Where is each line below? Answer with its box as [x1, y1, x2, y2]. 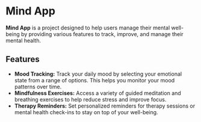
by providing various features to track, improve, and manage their [20, 30, 184, 37]
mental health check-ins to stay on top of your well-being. [14, 108, 158, 115]
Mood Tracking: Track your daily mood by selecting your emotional [14, 70, 182, 78]
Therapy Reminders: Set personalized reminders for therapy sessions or [14, 102, 196, 109]
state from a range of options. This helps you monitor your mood [14, 76, 175, 84]
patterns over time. [14, 83, 62, 90]
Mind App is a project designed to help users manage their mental [5, 24, 170, 31]
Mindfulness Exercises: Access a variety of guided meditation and [14, 89, 181, 97]
